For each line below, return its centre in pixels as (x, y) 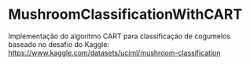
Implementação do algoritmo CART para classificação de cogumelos (119, 36)
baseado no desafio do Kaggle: (59, 44)
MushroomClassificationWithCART (125, 14)
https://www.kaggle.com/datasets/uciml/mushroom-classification (115, 52)
